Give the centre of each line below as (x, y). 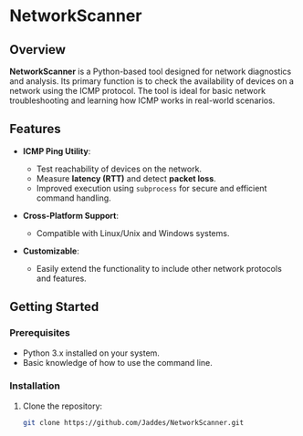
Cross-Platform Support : (71, 215)
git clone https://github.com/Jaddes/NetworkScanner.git (133, 422)
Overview (38, 50)
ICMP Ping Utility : (57, 151)
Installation (35, 386)
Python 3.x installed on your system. (91, 353)
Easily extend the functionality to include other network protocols (159, 268)
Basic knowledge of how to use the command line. (117, 362)
